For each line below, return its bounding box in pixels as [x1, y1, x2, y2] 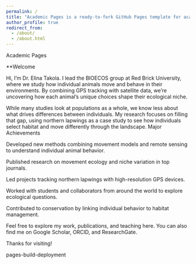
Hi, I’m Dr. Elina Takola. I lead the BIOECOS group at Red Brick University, [6, 74, 182, 81]
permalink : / [6, 8, 38, 15]
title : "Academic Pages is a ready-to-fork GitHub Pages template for [6, 14, 181, 20]
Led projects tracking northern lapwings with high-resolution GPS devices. [6, 176, 185, 183]
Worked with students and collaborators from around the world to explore [6, 187, 183, 194]
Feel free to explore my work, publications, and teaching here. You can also [6, 222, 188, 229]
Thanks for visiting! [6, 240, 52, 246]
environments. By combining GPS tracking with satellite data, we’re [6, 87, 167, 94]
